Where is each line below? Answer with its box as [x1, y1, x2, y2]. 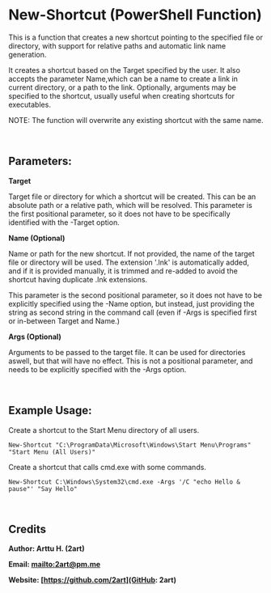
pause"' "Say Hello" [8, 485, 78, 493]
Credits [8, 522, 47, 536]
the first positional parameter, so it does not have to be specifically [8, 209, 231, 218]
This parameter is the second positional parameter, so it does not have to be [8, 290, 263, 300]
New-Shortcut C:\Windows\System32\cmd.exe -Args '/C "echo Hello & [8, 477, 241, 486]
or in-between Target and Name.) [8, 316, 120, 325]
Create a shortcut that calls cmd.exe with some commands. [8, 462, 206, 472]
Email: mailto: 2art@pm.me [8, 560, 101, 570]
